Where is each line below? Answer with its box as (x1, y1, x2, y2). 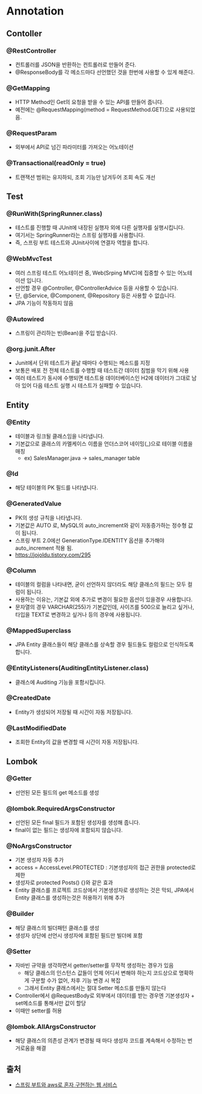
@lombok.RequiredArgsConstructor (6, 804, 116, 813)
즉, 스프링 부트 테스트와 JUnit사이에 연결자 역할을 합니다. (15, 239, 149, 246)
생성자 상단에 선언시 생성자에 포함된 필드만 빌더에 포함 (15, 931, 143, 939)
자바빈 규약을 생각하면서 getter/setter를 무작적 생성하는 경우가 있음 (15, 962, 174, 969)
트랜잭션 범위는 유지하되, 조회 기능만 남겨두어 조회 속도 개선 (15, 174, 156, 181)
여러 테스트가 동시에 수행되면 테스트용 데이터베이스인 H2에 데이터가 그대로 (15, 374, 191, 382)
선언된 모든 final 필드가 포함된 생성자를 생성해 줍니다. (15, 819, 140, 826)
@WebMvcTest (6, 255, 53, 263)
